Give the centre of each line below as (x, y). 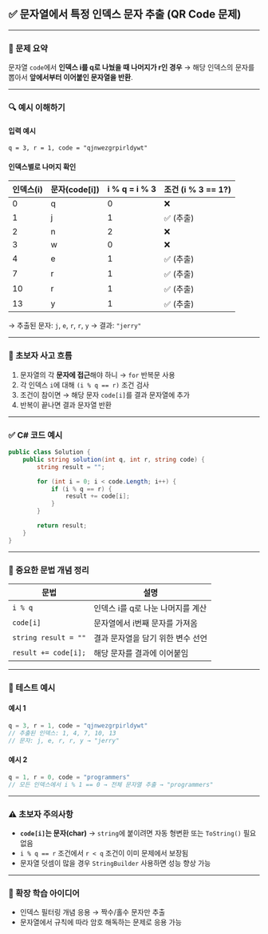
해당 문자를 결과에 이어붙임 (141, 653)
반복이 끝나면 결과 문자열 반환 (65, 405)
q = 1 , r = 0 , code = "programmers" (69, 777)
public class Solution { (49, 452)
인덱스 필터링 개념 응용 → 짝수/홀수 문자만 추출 (93, 912)
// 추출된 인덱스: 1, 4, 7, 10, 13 (62, 733)
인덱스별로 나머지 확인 (42, 166)
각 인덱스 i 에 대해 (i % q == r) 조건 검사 (85, 385)
